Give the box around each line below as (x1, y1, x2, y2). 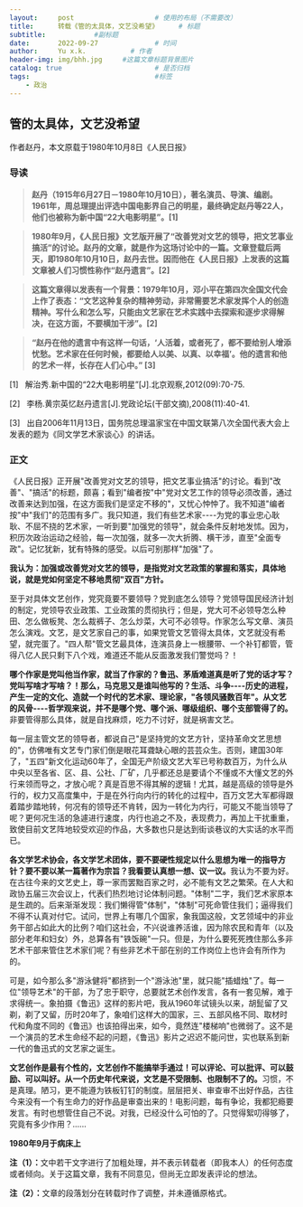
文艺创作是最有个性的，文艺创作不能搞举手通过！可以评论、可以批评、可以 (9, 1062, 286, 1073)
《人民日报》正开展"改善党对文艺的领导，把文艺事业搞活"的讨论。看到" (9, 476, 273, 486)
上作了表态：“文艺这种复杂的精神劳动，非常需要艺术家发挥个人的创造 (31, 295, 289, 306)
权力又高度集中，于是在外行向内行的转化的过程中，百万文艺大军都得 (32, 790, 286, 801)
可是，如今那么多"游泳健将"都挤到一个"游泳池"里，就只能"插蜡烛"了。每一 (9, 976, 285, 986)
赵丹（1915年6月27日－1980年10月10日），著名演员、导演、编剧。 (31, 189, 278, 200)
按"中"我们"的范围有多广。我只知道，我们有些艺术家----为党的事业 (9, 510, 257, 521)
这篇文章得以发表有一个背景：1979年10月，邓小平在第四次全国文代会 (31, 284, 289, 295)
